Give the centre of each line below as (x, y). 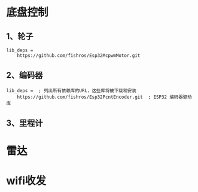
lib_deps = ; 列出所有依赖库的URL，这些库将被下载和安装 (71, 90)
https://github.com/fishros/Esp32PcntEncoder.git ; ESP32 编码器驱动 (105, 97)
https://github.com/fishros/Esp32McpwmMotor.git (79, 56)
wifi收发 (26, 181)
